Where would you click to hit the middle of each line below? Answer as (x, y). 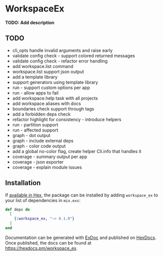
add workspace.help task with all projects (55, 98)
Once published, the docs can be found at (48, 242)
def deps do (17, 209)
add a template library (35, 77)
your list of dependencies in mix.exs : (43, 200)
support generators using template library (55, 82)
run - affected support (35, 130)
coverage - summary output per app (50, 156)
